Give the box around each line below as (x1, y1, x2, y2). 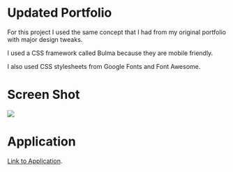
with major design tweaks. (7, 35, 83, 43)
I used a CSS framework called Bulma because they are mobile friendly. (7, 49, 213, 57)
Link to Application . (7, 157, 63, 165)
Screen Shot (7, 87, 80, 102)
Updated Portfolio (7, 5, 112, 21)
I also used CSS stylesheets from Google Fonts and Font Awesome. (7, 62, 201, 70)
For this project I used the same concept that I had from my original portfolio (7, 28, 227, 36)
